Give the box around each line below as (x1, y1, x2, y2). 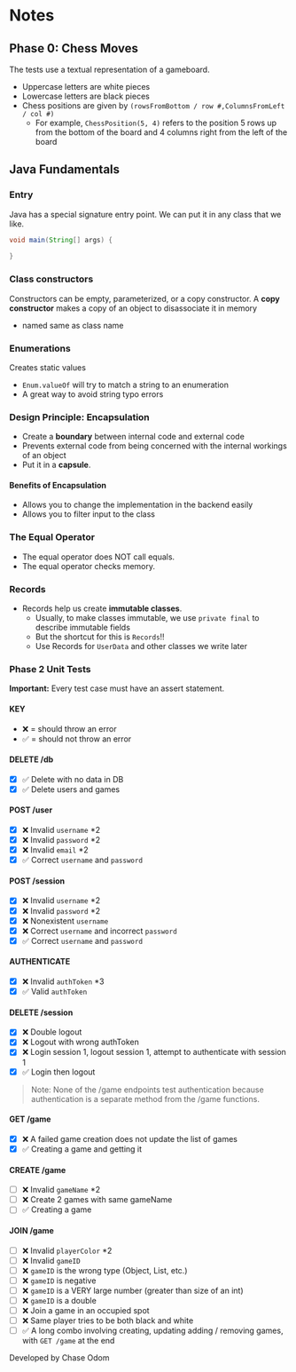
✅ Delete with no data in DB (21, 773, 124, 784)
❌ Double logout (21, 1027, 82, 1037)
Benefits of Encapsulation (9, 480, 107, 490)
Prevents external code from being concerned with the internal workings (21, 440, 288, 451)
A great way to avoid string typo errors (21, 388, 164, 400)
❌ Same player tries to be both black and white (21, 1315, 194, 1326)
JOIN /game (9, 1225, 55, 1235)
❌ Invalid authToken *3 (21, 976, 105, 987)
